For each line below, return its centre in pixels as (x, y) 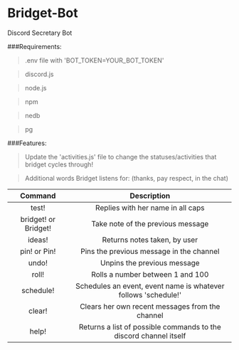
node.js (36, 87)
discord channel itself (150, 336)
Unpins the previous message (150, 262)
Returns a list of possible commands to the (150, 327)
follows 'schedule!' (150, 295)
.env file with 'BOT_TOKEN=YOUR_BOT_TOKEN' (94, 60)
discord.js (39, 74)
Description (150, 196)
